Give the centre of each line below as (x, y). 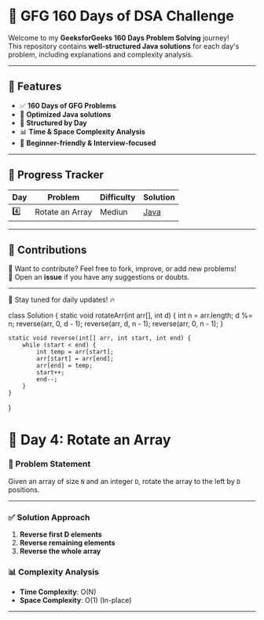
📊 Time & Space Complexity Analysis (82, 131)
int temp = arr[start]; (75, 352)
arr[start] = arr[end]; (75, 359)
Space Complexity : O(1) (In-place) (75, 600)
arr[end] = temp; (64, 366)
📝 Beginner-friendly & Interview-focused (88, 143)
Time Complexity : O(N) (58, 592)
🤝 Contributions (48, 249)
